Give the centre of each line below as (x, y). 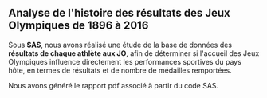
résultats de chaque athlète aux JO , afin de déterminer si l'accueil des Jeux (134, 53)
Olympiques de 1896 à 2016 (79, 26)
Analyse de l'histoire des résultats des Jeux (120, 13)
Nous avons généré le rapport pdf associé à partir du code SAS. (114, 85)
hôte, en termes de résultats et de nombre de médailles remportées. (120, 70)
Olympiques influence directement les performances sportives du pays (125, 61)
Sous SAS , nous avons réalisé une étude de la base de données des (120, 45)
